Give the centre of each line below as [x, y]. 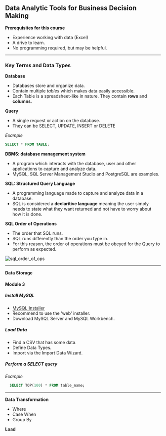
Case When [24, 414]
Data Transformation [27, 399]
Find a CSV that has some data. [44, 342]
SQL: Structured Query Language [40, 183]
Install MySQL [20, 296]
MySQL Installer [29, 308]
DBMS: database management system [45, 154]
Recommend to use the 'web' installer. [51, 313]
